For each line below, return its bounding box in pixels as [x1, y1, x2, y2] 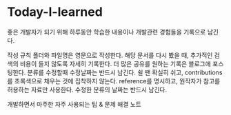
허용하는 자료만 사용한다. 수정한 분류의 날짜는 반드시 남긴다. [7, 85, 168, 94]
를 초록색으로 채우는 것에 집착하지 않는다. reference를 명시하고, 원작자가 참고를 [7, 76, 221, 85]
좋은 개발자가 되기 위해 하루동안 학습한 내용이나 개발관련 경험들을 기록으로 [7, 28, 206, 36]
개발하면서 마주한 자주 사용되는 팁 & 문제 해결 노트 [7, 100, 141, 108]
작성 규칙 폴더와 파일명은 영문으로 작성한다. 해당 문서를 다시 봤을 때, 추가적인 [7, 51, 213, 59]
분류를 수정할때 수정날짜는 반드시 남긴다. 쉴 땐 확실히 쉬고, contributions [27, 68, 223, 76]
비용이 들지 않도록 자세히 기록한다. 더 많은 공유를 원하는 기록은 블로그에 [19, 59, 212, 67]
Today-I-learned [7, 4, 103, 20]
